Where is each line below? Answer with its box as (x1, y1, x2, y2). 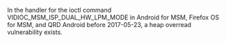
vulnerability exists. (7, 28, 63, 36)
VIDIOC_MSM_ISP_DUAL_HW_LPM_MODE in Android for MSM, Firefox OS (7, 13, 220, 21)
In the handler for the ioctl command (7, 6, 112, 14)
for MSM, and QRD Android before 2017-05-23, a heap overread (7, 21, 192, 28)
